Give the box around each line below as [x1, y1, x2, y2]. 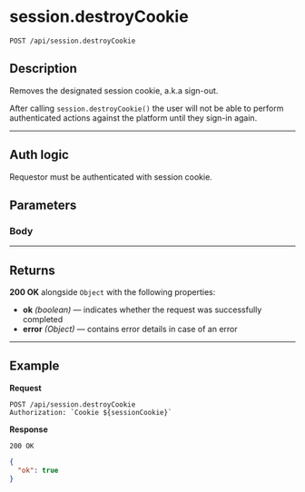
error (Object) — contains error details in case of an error [22, 324, 238, 335]
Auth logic [9, 147, 70, 162]
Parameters [9, 197, 77, 212]
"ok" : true [17, 466, 59, 475]
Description [9, 61, 77, 76]
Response [9, 424, 48, 435]
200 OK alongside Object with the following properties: [9, 287, 216, 298]
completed [22, 314, 64, 325]
